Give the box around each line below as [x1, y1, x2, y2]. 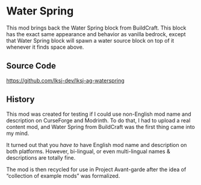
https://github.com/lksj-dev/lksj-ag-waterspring [6, 77, 125, 84]
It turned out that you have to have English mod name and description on [6, 141, 187, 148]
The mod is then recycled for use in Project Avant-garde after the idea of [6, 166, 187, 173]
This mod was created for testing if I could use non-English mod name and [6, 110, 191, 118]
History [6, 95, 35, 105]
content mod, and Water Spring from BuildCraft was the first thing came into [6, 123, 196, 130]
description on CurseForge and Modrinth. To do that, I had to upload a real [6, 116, 191, 124]
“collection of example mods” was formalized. [6, 172, 120, 179]
